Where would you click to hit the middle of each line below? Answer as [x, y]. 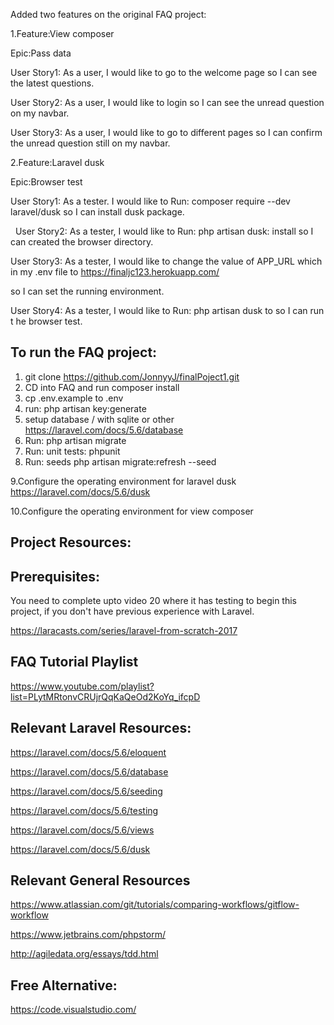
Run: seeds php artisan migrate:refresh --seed [120, 461]
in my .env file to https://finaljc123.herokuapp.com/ [115, 272]
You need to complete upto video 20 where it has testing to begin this [154, 601]
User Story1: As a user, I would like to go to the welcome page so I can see [164, 72]
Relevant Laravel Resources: [101, 728]
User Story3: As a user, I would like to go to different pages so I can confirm [166, 132]
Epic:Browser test [46, 182]
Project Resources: [71, 542]
